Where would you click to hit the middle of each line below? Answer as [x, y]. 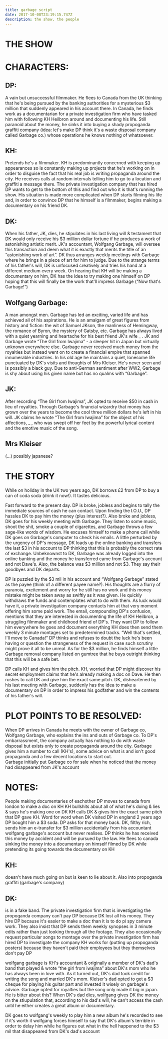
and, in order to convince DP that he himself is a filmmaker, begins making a [83, 200]
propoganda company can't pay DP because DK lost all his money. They [79, 916]
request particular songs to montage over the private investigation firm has [82, 937]
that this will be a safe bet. [32, 659]
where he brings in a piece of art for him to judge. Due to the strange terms [82, 260]
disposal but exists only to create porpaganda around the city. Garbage [78, 746]
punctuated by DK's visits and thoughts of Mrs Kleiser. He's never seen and [83, 363]
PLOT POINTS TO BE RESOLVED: [73, 716]
